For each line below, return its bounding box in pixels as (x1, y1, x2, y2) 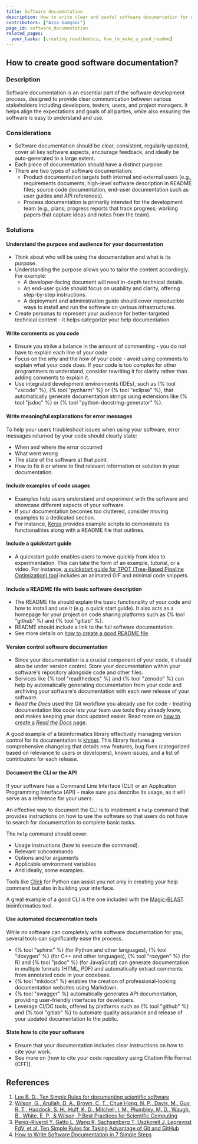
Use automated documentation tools (6, 915, 98, 923)
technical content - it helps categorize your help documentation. (14, 316, 171, 323)
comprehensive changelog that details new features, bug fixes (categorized (6, 743, 190, 750)
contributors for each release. (6, 755, 78, 762)
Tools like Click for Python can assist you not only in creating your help (6, 878, 179, 885)
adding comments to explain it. (14, 374, 90, 381)
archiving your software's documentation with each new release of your (14, 688, 190, 695)
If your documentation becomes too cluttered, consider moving (14, 508, 169, 515)
